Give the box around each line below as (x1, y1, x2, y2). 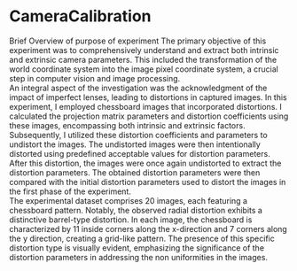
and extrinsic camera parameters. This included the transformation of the (9, 54, 277, 65)
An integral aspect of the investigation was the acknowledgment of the (9, 82, 268, 93)
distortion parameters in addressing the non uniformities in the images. (9, 252, 269, 262)
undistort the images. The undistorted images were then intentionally (9, 139, 262, 150)
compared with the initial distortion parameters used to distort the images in (9, 176, 286, 187)
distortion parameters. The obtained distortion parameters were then (9, 166, 261, 178)
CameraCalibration (9, 6, 152, 27)
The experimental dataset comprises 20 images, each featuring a (9, 195, 248, 205)
